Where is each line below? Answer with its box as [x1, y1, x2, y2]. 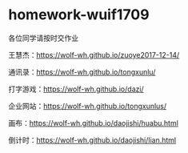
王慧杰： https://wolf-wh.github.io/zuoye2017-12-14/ [8, 50, 180, 59]
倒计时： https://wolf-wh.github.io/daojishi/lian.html [8, 135, 177, 145]
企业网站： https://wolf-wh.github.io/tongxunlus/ [8, 101, 167, 111]
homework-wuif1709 [8, 6, 150, 24]
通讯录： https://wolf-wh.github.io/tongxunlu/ [8, 66, 156, 77]
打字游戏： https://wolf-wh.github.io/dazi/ [8, 84, 144, 94]
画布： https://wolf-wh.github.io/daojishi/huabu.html [8, 118, 178, 127]
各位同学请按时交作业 [8, 33, 78, 42]
